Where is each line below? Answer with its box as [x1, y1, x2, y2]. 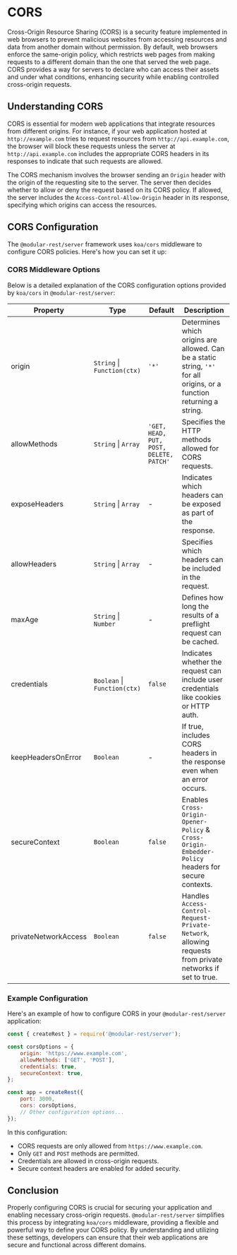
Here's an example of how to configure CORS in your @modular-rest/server [7, 1009, 226, 1018]
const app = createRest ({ [7, 1089, 83, 1096]
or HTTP [181, 701, 210, 710]
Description [183, 305, 224, 315]
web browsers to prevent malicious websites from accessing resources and [7, 35, 227, 43]
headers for [181, 862, 221, 872]
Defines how [181, 593, 224, 602]
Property [33, 305, 65, 315]
